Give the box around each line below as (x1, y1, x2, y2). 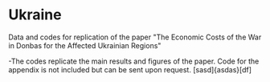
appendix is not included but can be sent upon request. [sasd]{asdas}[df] (8, 64, 252, 74)
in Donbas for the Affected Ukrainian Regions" (8, 40, 162, 50)
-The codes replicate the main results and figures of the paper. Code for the (8, 56, 260, 66)
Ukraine (8, 6, 62, 24)
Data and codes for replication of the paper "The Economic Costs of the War (8, 32, 262, 42)
